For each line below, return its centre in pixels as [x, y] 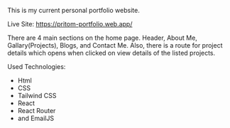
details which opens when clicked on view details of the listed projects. [111, 53]
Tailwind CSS [37, 96]
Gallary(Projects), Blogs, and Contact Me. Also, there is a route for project [115, 45]
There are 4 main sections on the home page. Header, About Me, [102, 38]
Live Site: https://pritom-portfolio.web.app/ [70, 24]
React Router [37, 111]
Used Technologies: [37, 66]
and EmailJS [36, 118]
